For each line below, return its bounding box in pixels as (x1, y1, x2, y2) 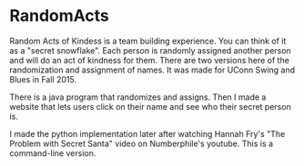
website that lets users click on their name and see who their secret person (9, 101, 291, 112)
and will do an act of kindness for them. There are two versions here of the (9, 54, 289, 65)
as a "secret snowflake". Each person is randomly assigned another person (9, 44, 291, 55)
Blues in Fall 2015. (9, 73, 77, 84)
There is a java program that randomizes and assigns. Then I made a (9, 92, 267, 103)
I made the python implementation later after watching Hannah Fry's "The (9, 128, 286, 139)
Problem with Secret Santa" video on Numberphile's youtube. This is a (9, 138, 274, 149)
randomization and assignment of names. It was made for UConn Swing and (9, 64, 296, 75)
